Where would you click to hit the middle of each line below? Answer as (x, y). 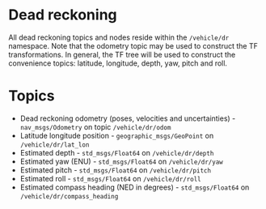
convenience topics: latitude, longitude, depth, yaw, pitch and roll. (118, 63)
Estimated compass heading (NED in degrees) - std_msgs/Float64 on (135, 187)
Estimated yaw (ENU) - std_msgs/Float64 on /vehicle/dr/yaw (122, 161)
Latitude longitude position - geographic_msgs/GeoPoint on (117, 135)
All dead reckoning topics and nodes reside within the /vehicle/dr (119, 37)
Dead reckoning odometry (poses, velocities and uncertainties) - (128, 118)
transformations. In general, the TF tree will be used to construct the (122, 54)
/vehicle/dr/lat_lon (55, 145)
